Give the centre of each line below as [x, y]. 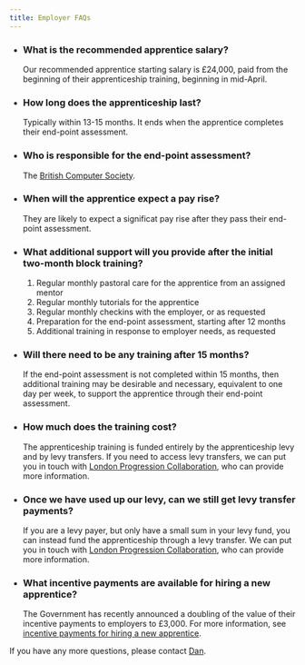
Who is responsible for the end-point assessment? [137, 155]
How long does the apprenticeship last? [112, 103]
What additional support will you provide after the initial [148, 252]
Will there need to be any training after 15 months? [136, 355]
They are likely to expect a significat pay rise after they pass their [145, 218]
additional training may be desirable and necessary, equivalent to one [152, 384]
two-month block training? [83, 263]
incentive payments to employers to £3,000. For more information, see [154, 624]
